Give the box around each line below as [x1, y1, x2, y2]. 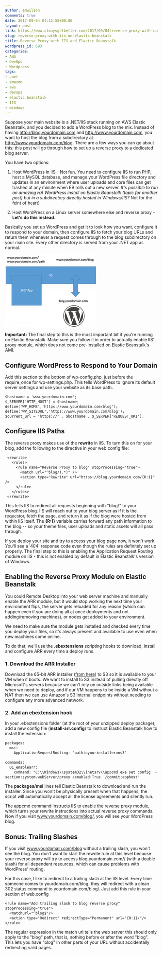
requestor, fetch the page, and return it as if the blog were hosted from [5, 513, 147, 519]
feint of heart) [12, 200, 40, 206]
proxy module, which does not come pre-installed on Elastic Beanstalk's [5, 342, 149, 348]
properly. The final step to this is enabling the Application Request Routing [5, 548, 153, 554]
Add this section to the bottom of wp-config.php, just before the [5, 374, 133, 380]
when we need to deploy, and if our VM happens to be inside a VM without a [5, 687, 158, 692]
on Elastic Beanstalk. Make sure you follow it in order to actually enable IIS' [5, 337, 155, 343]
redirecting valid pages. [5, 945, 52, 951]
